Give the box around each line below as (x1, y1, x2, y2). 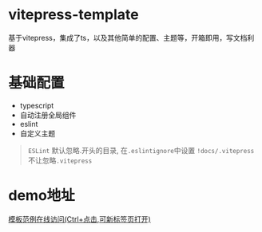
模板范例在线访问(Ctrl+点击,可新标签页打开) (8, 214, 152, 224)
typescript (19, 100, 54, 110)
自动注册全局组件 (19, 110, 77, 120)
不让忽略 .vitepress (27, 155, 93, 165)
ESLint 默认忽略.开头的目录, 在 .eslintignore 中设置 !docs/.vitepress (27, 145, 255, 155)
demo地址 (8, 187, 76, 205)
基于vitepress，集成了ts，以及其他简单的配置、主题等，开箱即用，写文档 (8, 33, 248, 42)
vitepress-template (8, 6, 139, 24)
